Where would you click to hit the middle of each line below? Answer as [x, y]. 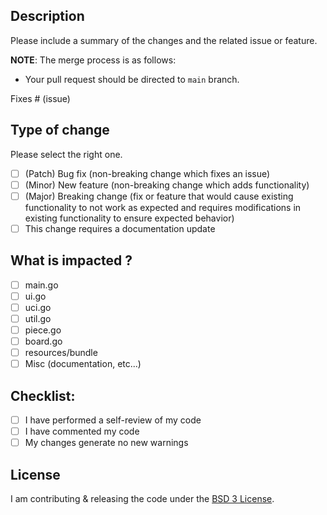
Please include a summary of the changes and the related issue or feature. [164, 40]
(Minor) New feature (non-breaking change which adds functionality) [167, 185]
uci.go [38, 307]
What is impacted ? [71, 260]
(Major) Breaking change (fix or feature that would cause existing [159, 196]
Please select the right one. [66, 154]
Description [47, 16]
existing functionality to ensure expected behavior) [129, 218]
